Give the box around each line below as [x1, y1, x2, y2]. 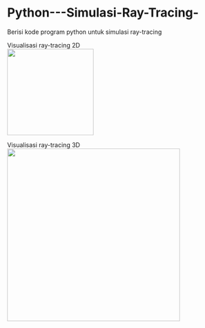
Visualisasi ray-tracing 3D [7, 140, 81, 149]
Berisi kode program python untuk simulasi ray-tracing [7, 28, 162, 36]
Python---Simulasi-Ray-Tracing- [7, 5, 199, 21]
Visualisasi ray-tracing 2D [7, 41, 81, 49]
